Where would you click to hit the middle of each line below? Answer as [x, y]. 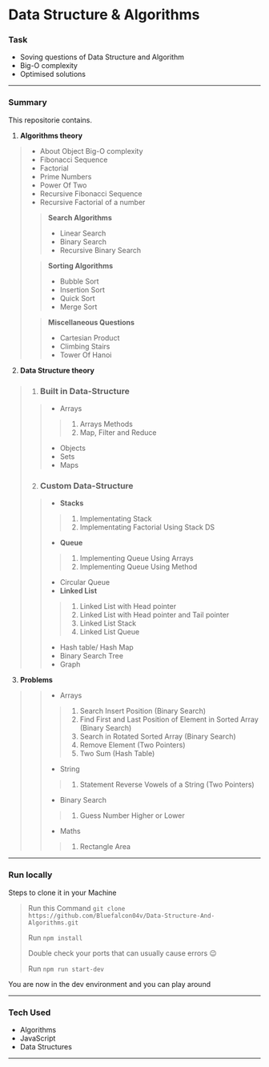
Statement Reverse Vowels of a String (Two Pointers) [167, 785]
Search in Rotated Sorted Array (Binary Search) [158, 737]
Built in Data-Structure [84, 391]
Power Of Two [63, 185]
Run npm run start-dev [66, 968]
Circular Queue [85, 582]
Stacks [72, 503]
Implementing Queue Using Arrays [137, 558]
